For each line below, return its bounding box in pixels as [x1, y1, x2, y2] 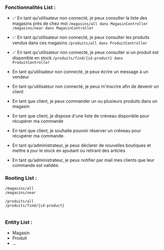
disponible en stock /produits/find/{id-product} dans [12, 55, 123, 61]
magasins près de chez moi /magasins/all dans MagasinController [12, 21, 148, 27]
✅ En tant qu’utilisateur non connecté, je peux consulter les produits [12, 34, 150, 40]
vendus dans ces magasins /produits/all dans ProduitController [12, 40, 148, 46]
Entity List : [5, 219, 33, 225]
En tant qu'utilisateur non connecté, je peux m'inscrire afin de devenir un [12, 83, 159, 89]
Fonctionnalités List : [5, 4, 56, 11]
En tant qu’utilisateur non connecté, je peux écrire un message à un [12, 69, 148, 75]
